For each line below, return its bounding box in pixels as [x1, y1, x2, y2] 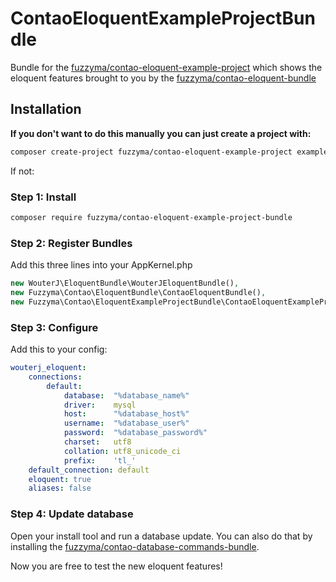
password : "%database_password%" [63, 428, 208, 438]
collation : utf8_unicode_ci [63, 446, 182, 456]
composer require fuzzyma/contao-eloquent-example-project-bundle [10, 212, 293, 222]
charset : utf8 [63, 437, 132, 447]
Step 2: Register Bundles [10, 236, 133, 250]
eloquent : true [28, 474, 92, 484]
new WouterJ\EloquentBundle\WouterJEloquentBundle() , [10, 278, 240, 289]
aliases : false [28, 483, 92, 494]
